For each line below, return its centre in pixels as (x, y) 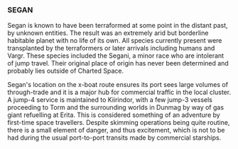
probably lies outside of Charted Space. (66, 71)
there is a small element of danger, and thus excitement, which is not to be (116, 130)
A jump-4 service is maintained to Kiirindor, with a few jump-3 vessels (110, 100)
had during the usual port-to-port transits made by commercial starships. (114, 138)
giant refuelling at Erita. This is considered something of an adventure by (114, 115)
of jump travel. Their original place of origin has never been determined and (118, 63)
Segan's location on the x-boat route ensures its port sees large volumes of (118, 85)
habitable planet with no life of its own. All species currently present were (115, 41)
